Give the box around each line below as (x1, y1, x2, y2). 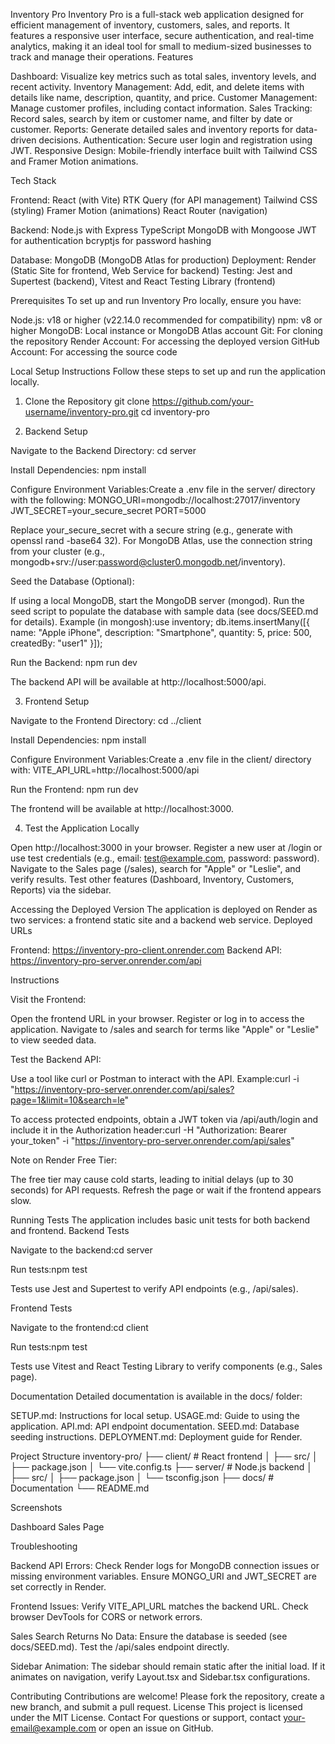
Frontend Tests (10, 1302, 73, 1314)
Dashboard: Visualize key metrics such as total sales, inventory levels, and (10, 70, 317, 82)
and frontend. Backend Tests (10, 1225, 130, 1236)
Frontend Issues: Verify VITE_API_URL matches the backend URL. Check (10, 1600, 309, 1612)
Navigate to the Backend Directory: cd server (10, 445, 197, 456)
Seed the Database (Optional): (10, 575, 135, 587)
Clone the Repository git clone (24, 395, 150, 407)
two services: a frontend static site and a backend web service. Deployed (10, 914, 313, 926)
